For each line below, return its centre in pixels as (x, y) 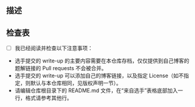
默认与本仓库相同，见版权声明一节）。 (76, 83)
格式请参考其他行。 (49, 98)
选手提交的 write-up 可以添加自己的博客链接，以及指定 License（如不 (99, 75)
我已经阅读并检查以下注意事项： (54, 48)
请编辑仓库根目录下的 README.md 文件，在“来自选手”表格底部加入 (96, 90)
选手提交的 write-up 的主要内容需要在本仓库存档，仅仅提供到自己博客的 (102, 61)
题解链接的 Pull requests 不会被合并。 (61, 68)
